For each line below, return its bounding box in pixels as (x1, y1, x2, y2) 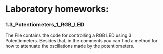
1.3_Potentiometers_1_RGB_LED (5, 21, 85, 28)
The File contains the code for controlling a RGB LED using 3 (5, 32, 132, 38)
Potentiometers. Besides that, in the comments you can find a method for (5, 38, 158, 44)
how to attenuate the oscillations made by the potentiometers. (5, 43, 135, 49)
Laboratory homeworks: (5, 3, 109, 15)
